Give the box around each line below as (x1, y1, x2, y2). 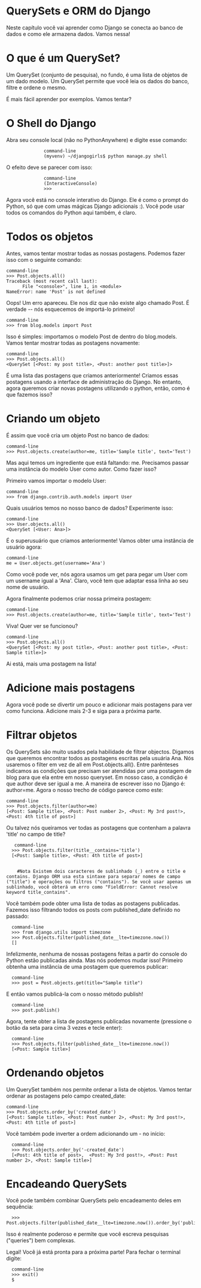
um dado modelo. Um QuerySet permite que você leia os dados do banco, (6, 77, 190, 84)
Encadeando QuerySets (6, 1177, 127, 1190)
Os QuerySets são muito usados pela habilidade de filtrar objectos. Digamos (6, 748, 194, 755)
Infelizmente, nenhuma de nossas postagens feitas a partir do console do (6, 950, 187, 957)
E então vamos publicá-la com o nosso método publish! (6, 990, 144, 997)
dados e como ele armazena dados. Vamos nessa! (6, 30, 130, 37)
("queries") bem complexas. (6, 1237, 76, 1244)
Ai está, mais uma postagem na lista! (6, 660, 97, 667)
